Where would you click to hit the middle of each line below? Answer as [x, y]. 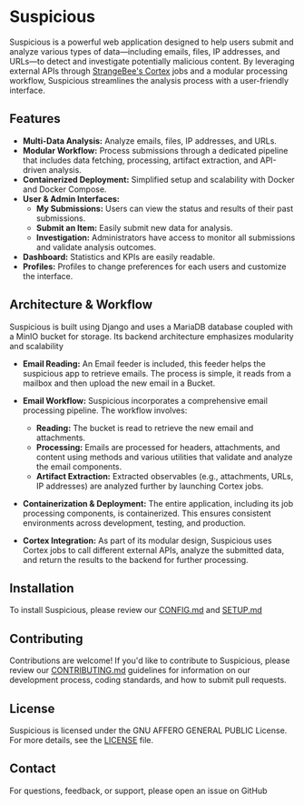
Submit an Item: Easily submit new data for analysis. [134, 227]
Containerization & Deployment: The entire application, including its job [157, 503]
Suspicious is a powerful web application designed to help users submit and [152, 42]
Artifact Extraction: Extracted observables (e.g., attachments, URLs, [165, 476]
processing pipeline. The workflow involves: [105, 410]
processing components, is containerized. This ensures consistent [147, 513]
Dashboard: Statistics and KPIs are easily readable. [119, 257]
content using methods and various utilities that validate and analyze [164, 457]
